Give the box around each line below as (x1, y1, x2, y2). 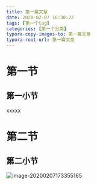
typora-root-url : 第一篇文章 (6, 37, 75, 43)
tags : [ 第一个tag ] (6, 20, 50, 26)
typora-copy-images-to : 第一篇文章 (6, 31, 92, 37)
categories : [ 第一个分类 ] (6, 25, 67, 32)
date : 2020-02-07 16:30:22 (6, 14, 74, 20)
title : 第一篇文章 (6, 8, 48, 15)
